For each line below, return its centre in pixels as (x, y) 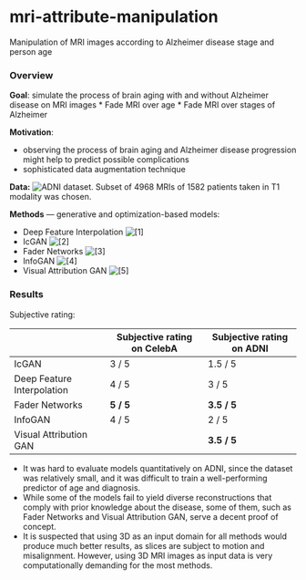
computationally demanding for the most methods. (117, 565)
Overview (31, 75)
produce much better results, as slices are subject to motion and (143, 545)
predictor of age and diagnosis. (82, 487)
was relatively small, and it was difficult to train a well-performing (145, 478)
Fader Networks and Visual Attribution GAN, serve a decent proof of (151, 516)
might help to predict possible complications (106, 160)
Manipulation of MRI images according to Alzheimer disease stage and (142, 42)
